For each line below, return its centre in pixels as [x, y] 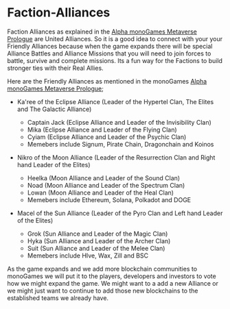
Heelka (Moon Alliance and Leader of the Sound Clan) [104, 178]
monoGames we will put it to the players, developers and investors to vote [112, 276]
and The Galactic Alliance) [54, 109]
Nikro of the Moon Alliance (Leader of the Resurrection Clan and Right [116, 157]
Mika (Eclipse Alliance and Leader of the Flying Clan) [102, 129]
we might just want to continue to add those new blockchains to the [103, 291]
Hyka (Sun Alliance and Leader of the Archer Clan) [99, 240]
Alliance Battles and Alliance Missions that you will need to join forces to [109, 53]
